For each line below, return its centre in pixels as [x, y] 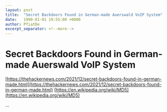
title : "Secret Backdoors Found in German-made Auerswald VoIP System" [84, 15]
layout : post [19, 10]
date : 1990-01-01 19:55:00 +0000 [43, 19]
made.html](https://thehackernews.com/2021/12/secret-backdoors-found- [83, 85]
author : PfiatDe [22, 24]
